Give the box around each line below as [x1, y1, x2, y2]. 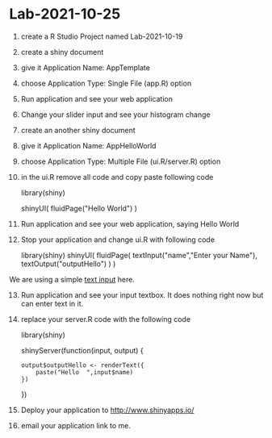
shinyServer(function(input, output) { [20, 345, 144, 355]
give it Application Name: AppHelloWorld [20, 140, 157, 150]
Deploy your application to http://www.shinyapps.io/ [20, 405, 195, 415]
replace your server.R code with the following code [20, 314, 191, 323]
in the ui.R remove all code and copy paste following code [20, 172, 214, 181]
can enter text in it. [20, 298, 84, 308]
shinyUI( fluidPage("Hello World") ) [20, 203, 138, 213]
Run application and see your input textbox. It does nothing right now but [20, 290, 264, 299]
